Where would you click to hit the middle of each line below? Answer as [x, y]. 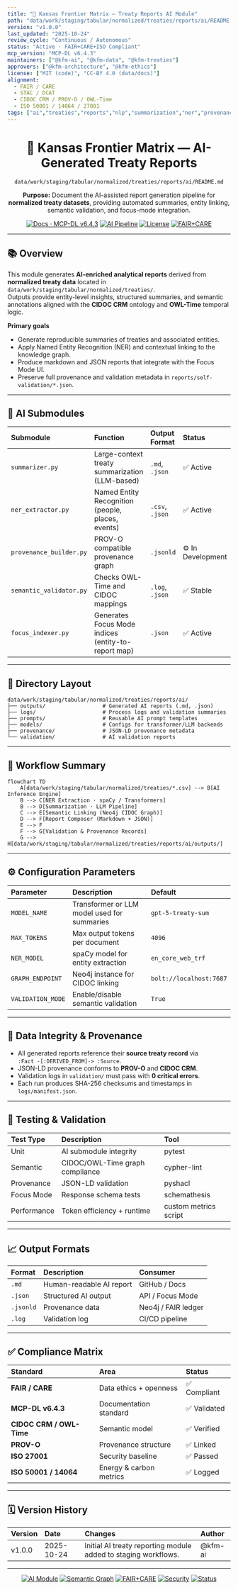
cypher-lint [183, 1168]
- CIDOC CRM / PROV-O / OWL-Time [63, 100]
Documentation [125, 1404]
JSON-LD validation [95, 1183]
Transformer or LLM [106, 904]
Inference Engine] [34, 794]
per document [96, 942]
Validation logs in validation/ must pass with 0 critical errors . [109, 1075]
